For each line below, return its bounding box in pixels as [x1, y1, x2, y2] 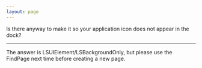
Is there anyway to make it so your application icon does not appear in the [6, 25, 189, 32]
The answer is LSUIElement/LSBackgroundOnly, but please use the [6, 48, 173, 55]
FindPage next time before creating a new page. [6, 55, 126, 62]
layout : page [6, 8, 39, 15]
